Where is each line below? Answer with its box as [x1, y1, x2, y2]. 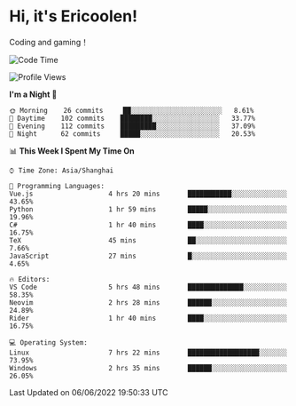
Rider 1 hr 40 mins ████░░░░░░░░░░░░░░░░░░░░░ [9, 314, 288, 322]
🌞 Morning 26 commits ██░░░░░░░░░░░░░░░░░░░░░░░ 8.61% [9, 106, 254, 115]
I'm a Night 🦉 [9, 89, 58, 100]
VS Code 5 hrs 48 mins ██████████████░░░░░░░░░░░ [9, 283, 288, 291]
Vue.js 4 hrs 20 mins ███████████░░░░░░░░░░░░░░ [9, 189, 288, 198]
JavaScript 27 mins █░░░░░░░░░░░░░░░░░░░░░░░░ [9, 251, 288, 260]
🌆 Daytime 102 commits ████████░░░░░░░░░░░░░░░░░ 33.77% [9, 114, 255, 123]
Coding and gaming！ [9, 36, 89, 47]
